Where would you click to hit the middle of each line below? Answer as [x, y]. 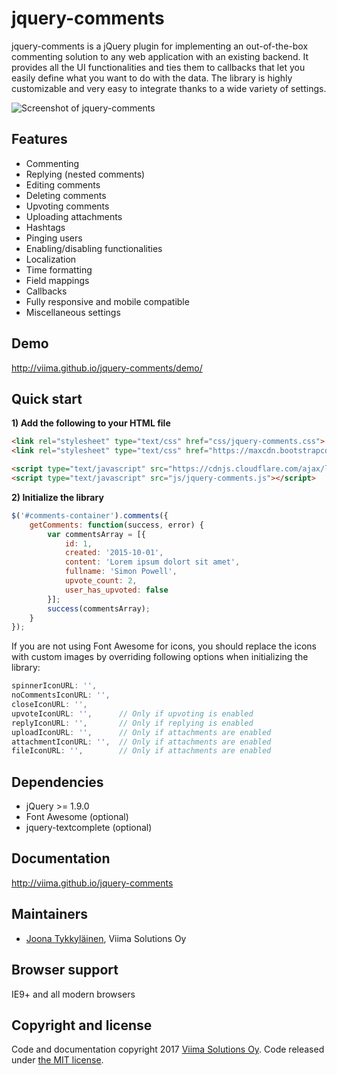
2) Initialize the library [57, 497]
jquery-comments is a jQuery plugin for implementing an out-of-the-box [160, 46]
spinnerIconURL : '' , [54, 686]
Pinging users [54, 238]
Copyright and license [82, 1025]
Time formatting [59, 269]
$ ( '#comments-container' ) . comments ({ [90, 515]
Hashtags [45, 227]
